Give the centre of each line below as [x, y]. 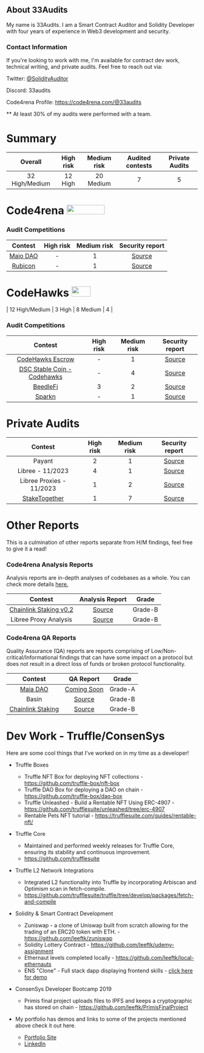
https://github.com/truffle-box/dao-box [73, 796]
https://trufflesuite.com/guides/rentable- [146, 816]
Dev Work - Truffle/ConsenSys [86, 736]
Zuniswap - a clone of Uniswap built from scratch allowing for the [106, 926]
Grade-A [122, 690]
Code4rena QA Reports [41, 638]
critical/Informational [32, 657]
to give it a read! [26, 549]
